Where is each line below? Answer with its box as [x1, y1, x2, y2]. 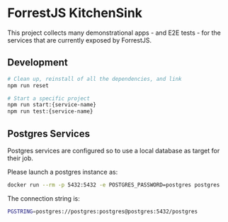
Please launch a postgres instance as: [7, 167, 118, 176]
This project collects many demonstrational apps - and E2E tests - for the [7, 28, 221, 37]
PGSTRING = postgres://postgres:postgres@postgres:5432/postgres [7, 208, 198, 215]
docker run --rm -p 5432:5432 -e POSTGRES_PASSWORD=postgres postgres [7, 181, 220, 189]
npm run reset [7, 82, 50, 89]
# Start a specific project [7, 94, 91, 102]
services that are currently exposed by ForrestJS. [7, 35, 152, 44]
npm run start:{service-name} [7, 101, 97, 109]
